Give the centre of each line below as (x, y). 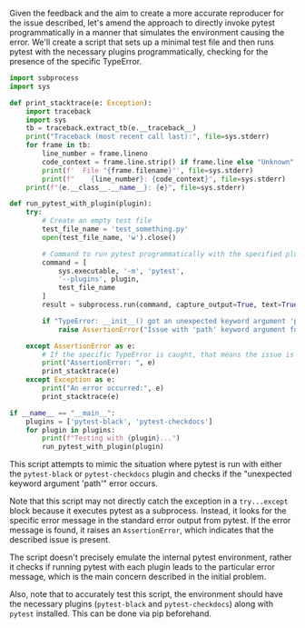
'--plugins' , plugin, (99, 279)
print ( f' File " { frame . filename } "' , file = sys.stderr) (148, 170)
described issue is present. (60, 540)
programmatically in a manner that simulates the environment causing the (147, 32)
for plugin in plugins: (71, 430)
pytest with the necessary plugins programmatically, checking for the (139, 52)
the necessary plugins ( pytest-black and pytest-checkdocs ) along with (142, 604)
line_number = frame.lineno (95, 154)
